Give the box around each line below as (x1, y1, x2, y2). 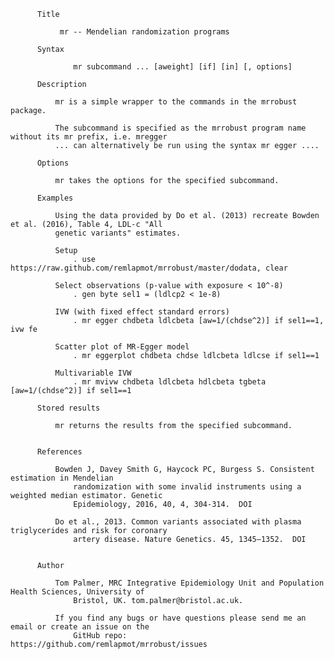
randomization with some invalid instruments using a (73, 482, 302, 492)
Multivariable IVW (54, 368, 132, 378)
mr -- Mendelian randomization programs (59, 27, 230, 37)
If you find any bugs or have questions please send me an (54, 613, 307, 623)
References (36, 447, 83, 457)
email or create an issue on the (10, 622, 150, 632)
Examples (36, 193, 74, 203)
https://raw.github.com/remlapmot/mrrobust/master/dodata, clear (10, 263, 288, 273)
